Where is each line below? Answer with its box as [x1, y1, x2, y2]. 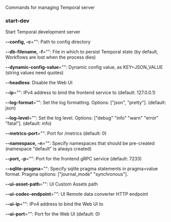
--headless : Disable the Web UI [5, 80, 73, 86]
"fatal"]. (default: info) [5, 120, 52, 126]
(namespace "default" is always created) [5, 146, 92, 152]
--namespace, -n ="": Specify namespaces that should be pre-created [5, 140, 155, 146]
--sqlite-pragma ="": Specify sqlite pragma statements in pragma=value [5, 165, 158, 172]
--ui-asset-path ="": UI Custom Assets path [5, 181, 98, 187]
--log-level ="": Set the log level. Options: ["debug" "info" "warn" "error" [5, 115, 159, 121]
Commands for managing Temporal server [5, 5, 95, 10]
